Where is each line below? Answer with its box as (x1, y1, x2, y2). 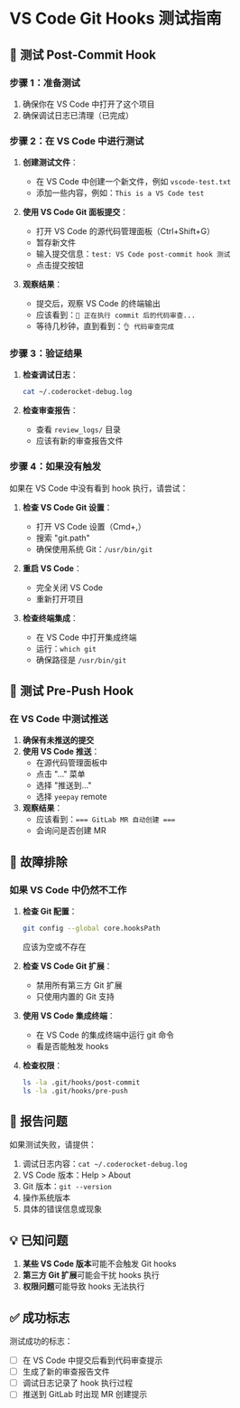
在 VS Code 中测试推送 (9, 712, 108, 725)
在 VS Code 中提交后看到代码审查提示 (22, 1355, 163, 1366)
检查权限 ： (22, 1059, 63, 1071)
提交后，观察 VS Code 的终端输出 (35, 298, 161, 309)
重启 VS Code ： (22, 562, 83, 574)
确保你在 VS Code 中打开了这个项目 (22, 99, 155, 109)
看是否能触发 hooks (35, 1040, 109, 1051)
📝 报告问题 (9, 1113, 68, 1130)
